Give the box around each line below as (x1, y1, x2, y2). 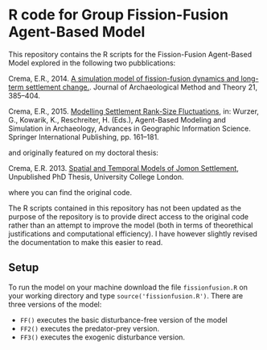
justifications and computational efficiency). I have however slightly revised (8, 228, 257, 239)
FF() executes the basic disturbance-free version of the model (19, 315, 228, 324)
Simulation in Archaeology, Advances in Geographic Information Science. (8, 123, 251, 133)
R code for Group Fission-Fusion (8, 6, 229, 24)
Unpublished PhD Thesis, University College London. (8, 172, 184, 181)
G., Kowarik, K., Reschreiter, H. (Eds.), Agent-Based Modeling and (8, 115, 227, 124)
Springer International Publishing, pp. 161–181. (8, 131, 159, 142)
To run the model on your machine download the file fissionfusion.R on (8, 282, 248, 292)
